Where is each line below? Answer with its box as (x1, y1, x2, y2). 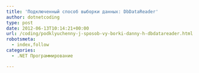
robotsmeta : (6, 36, 36, 42)
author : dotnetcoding (6, 14, 60, 20)
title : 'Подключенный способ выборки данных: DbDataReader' (6, 8, 159, 15)
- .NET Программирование (11, 53, 73, 59)
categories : (6, 47, 36, 53)
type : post (6, 20, 33, 26)
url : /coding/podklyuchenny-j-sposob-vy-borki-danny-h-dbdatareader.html (6, 31, 194, 37)
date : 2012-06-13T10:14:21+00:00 (6, 25, 89, 31)
